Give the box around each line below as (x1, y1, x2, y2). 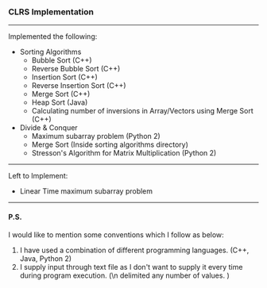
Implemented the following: (8, 32, 98, 41)
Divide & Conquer (19, 123, 78, 132)
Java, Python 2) (19, 253, 72, 263)
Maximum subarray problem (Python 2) (31, 132, 161, 141)
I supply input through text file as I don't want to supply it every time (19, 262, 243, 271)
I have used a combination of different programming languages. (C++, (19, 245, 250, 255)
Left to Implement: (8, 171, 68, 181)
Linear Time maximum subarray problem (19, 186, 153, 196)
